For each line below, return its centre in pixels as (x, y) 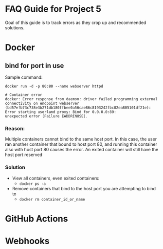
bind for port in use (35, 65)
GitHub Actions (36, 218)
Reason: (15, 128)
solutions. (15, 27)
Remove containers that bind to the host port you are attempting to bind (84, 188)
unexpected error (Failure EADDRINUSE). (47, 116)
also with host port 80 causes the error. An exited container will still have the (82, 150)
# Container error (24, 95)
